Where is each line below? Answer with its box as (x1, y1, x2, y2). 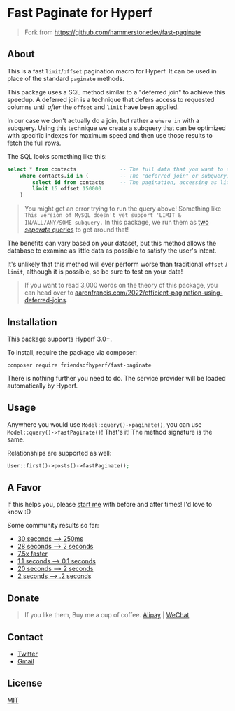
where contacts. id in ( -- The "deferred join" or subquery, (20, 172, 230, 179)
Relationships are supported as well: (7, 449, 112, 457)
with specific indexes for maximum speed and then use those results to (7, 131, 213, 139)
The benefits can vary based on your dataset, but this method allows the (7, 239, 217, 248)
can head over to (24, 288, 73, 297)
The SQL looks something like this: (7, 152, 107, 160)
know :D (7, 507, 31, 516)
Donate (7, 592, 40, 604)
